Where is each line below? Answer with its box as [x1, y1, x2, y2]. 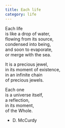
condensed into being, [5, 41, 51, 47]
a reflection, [5, 97, 30, 103]
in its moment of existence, [5, 66, 61, 72]
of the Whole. [5, 107, 33, 114]
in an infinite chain [5, 72, 43, 78]
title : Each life [5, 7, 41, 12]
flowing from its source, [5, 36, 54, 42]
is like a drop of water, [5, 31, 51, 37]
